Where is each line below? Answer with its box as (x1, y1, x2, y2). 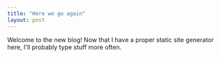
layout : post (7, 17, 45, 23)
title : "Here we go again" (7, 10, 86, 17)
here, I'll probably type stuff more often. (7, 43, 122, 51)
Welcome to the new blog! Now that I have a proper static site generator (7, 35, 214, 43)
